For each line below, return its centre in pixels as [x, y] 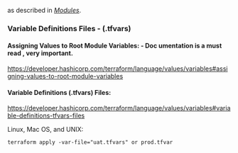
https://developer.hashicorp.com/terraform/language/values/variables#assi [118, 69]
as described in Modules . [44, 10]
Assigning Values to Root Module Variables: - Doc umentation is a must [115, 45]
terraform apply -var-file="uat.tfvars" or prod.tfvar [90, 142]
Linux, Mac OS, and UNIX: [45, 130]
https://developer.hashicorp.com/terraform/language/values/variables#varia [119, 108]
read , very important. [40, 53]
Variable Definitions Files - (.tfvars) [69, 28]
